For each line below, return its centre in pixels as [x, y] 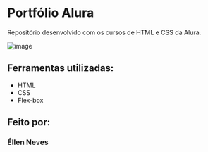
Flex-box [30, 100]
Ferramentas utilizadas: [61, 68]
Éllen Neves [28, 142]
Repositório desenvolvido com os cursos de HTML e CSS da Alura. [104, 32]
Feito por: [29, 122]
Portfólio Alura [51, 13]
